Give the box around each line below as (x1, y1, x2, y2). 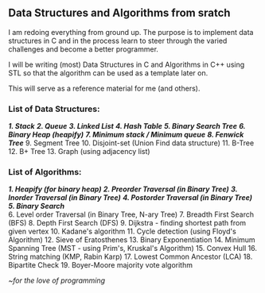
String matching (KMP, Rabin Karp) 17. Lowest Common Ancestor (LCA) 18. (8, 252, 253, 261)
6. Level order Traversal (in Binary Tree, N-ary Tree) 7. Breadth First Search (8, 210, 255, 219)
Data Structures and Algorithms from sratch (8, 6, 231, 20)
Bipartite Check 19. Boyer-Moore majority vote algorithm (8, 260, 193, 270)
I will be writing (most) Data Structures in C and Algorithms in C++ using (8, 60, 245, 69)
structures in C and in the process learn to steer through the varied (8, 36, 228, 45)
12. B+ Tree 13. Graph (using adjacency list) (8, 147, 150, 156)
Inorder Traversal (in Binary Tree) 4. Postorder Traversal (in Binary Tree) (8, 193, 253, 202)
